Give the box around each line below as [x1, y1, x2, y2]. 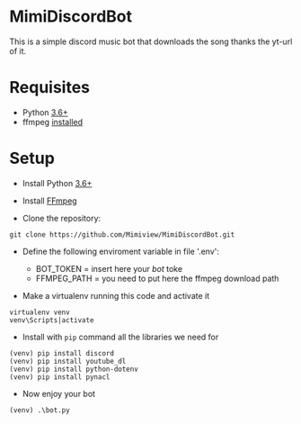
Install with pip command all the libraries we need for [22, 331, 219, 342]
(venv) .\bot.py [9, 405, 70, 415]
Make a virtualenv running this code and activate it [22, 290, 210, 301]
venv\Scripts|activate [9, 315, 94, 325]
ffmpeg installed [22, 116, 84, 127]
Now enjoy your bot [22, 388, 96, 399]
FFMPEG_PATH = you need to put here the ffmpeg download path [35, 273, 279, 284]
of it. [9, 45, 27, 56]
